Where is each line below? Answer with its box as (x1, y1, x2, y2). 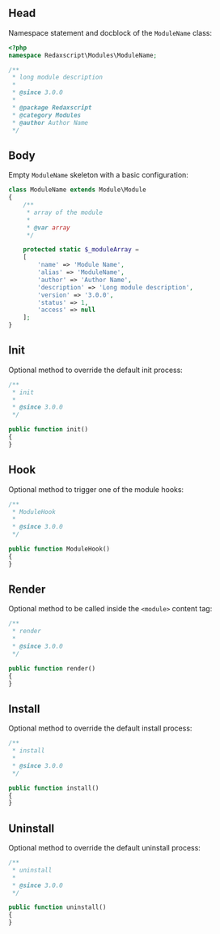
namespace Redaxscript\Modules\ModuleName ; (8, 51, 158, 59)
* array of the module (26, 208, 104, 216)
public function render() (8, 664, 95, 672)
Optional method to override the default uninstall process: (8, 843, 201, 853)
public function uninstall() (8, 903, 107, 911)
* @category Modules (11, 111, 82, 119)
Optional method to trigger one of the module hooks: (8, 484, 184, 494)
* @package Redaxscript (11, 103, 92, 112)
